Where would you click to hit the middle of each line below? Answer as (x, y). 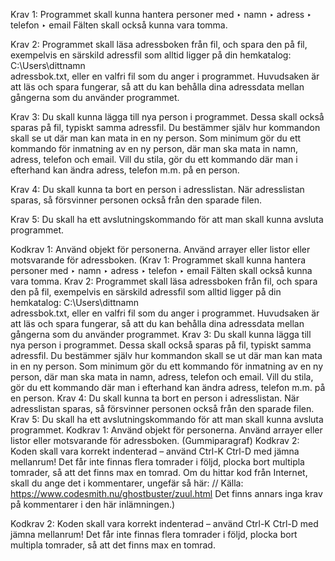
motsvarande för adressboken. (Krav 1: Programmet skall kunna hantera (158, 260)
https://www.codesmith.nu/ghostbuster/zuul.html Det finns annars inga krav (166, 493)
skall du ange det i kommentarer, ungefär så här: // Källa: (127, 483)
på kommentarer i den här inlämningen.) (93, 504)
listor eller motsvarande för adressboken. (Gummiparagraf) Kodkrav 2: (155, 440)
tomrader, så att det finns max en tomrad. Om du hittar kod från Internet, (159, 472)
